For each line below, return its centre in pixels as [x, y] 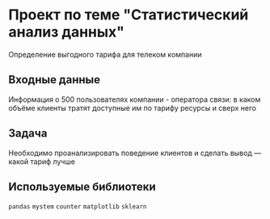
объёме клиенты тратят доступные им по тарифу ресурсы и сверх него [133, 107]
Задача [28, 134]
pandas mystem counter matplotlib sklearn [78, 207]
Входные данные [55, 80]
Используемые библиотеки [82, 186]
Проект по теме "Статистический [129, 15]
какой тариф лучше [42, 161]
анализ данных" [67, 32]
